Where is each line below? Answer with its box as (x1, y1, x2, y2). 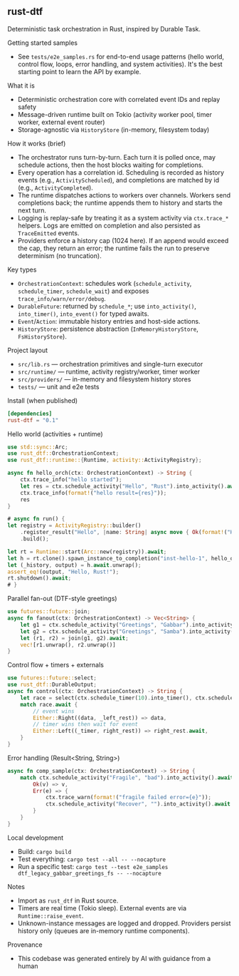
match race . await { (20, 701, 78, 708)
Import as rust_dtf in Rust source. (17, 896, 119, 905)
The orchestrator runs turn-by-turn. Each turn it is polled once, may (17, 153, 216, 161)
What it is (7, 81, 36, 90)
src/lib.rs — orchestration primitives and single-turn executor (17, 359, 203, 368)
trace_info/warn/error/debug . (17, 294, 107, 302)
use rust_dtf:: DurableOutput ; (7, 681, 97, 689)
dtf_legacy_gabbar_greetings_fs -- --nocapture (17, 870, 161, 877)
